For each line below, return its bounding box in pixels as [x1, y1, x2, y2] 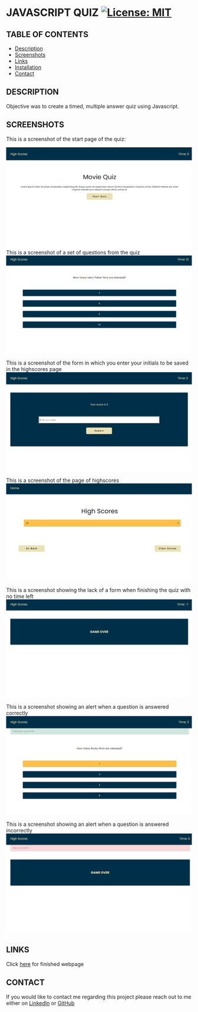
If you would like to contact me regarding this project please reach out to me [6, 993, 192, 1000]
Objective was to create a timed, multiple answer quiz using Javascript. [6, 102, 180, 110]
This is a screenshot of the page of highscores [6, 477, 120, 484]
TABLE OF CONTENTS [6, 29, 88, 39]
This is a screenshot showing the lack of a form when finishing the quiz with [6, 586, 191, 593]
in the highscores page [6, 365, 62, 372]
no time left [6, 593, 34, 600]
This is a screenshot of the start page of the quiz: [6, 135, 126, 143]
